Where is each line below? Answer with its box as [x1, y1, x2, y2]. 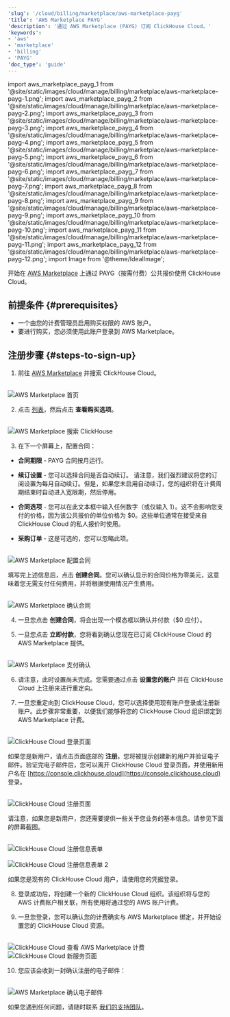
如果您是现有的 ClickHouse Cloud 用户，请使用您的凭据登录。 [8, 875, 182, 883]
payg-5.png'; [8, 152, 44, 161]
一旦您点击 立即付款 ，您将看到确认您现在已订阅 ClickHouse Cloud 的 [17, 630, 212, 638]
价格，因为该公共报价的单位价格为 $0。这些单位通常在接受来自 [29, 512, 207, 520]
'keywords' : [8, 29, 42, 36]
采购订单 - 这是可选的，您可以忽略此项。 [17, 534, 133, 542]
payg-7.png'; [8, 182, 44, 190]
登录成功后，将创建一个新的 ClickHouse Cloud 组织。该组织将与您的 [17, 889, 210, 898]
